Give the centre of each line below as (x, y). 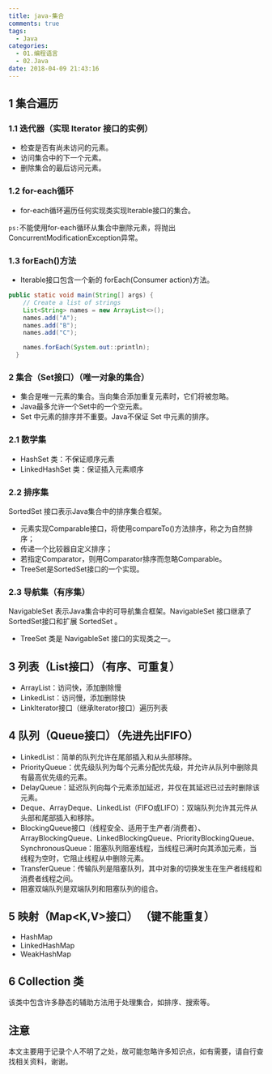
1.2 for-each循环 (41, 191)
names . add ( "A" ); (51, 318)
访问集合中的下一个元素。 (63, 158)
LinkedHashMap (47, 945)
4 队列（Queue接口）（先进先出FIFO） (103, 736)
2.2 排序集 (29, 492)
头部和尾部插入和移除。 (59, 817)
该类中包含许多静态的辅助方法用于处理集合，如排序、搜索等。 (111, 1003)
